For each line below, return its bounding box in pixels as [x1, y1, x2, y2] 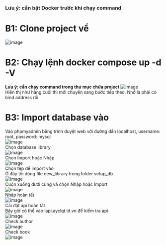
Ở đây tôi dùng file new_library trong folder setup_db [5, 170, 113, 176]
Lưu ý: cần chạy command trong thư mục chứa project [5, 84, 120, 90]
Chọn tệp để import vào [5, 165, 54, 171]
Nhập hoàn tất [5, 192, 35, 198]
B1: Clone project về [5, 23, 89, 34]
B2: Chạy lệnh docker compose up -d [5, 57, 162, 68]
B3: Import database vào [5, 112, 109, 123]
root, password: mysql [5, 133, 51, 139]
